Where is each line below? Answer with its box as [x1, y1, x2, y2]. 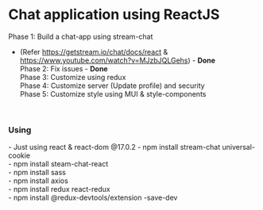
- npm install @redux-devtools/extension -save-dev [8, 193, 178, 203]
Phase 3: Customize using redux [19, 72, 126, 82]
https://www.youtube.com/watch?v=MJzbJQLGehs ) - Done [19, 55, 216, 65]
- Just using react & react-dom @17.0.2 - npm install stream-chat [8, 143, 221, 152]
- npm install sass [8, 168, 66, 178]
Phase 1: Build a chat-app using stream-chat [8, 32, 153, 41]
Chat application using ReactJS [8, 6, 220, 24]
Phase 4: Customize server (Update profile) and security [19, 81, 205, 90]
